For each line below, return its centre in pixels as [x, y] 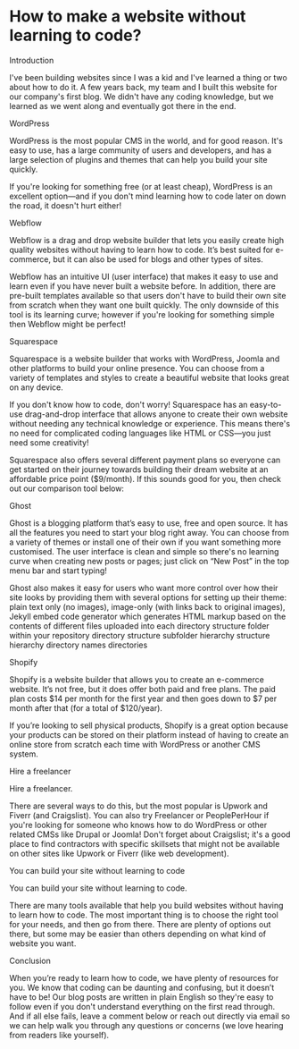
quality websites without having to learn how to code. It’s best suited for [141, 250]
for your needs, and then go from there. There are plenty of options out [140, 924]
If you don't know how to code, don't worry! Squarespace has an [129, 404]
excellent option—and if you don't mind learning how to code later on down [148, 196]
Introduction [32, 60]
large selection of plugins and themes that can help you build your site [138, 159]
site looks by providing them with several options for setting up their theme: [148, 597]
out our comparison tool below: [67, 488]
